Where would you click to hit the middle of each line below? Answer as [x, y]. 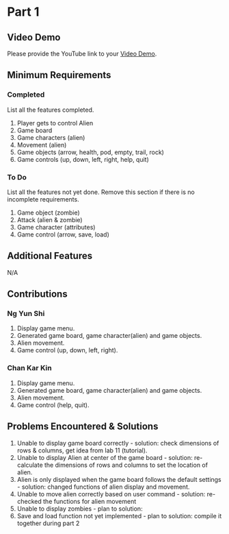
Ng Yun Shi [26, 314]
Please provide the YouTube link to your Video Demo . [82, 53]
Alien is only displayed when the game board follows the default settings [119, 479]
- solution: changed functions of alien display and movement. [103, 487]
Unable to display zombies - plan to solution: [80, 509]
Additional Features [50, 256]
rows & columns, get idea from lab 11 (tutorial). [82, 450]
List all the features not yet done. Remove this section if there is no [101, 192]
